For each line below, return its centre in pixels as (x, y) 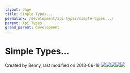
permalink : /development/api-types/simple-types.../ (59, 18)
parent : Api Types (24, 23)
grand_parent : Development (32, 28)
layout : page (18, 9)
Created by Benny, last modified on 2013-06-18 (52, 65)
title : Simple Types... (29, 14)
